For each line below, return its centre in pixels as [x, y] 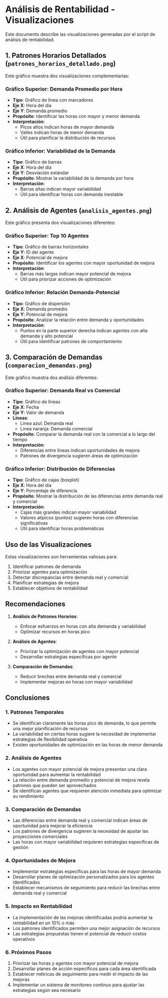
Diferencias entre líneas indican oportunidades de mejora [80, 450]
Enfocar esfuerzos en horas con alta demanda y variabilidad [83, 626]
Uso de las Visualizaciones [49, 544]
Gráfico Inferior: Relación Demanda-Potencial [62, 292]
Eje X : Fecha [26, 407]
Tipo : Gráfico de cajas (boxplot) [46, 480]
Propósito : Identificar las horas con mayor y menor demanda [76, 116]
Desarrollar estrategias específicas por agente [69, 657]
